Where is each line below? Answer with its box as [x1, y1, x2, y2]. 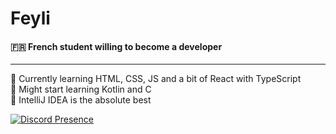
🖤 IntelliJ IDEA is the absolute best [10, 94, 152, 106]
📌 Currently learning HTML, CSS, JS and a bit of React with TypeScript [10, 73, 302, 85]
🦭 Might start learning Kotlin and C [10, 83, 152, 96]
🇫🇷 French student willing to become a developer [10, 40, 223, 52]
